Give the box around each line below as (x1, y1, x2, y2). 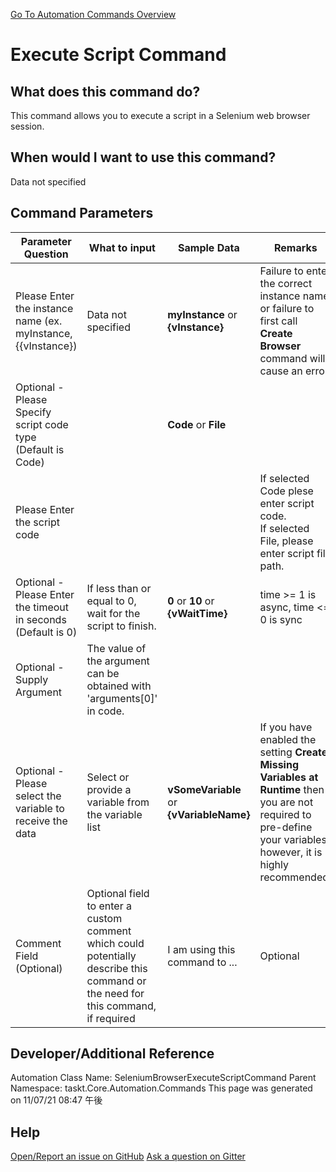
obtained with (86, 679, 152, 693)
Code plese (259, 484, 314, 498)
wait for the (86, 606, 141, 620)
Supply (15, 672, 49, 686)
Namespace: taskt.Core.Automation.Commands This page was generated (10, 1082, 313, 1094)
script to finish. (86, 619, 157, 633)
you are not (259, 795, 314, 809)
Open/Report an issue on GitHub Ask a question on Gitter (10, 1150, 246, 1163)
